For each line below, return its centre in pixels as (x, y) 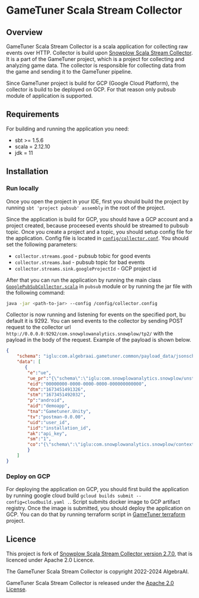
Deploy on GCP (28, 476)
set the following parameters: (42, 244)
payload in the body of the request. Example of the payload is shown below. (99, 340)
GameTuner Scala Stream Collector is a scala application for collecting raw (97, 46)
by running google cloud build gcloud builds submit (70, 495)
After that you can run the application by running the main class (84, 280)
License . (17, 589)
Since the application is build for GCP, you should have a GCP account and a (99, 219)
